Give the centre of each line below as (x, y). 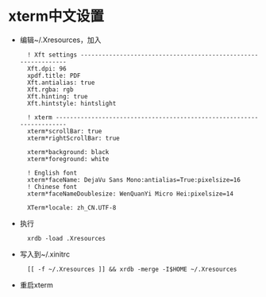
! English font (52, 173)
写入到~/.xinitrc (44, 254)
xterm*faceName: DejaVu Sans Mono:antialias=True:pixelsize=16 (134, 179)
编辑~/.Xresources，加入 (60, 40)
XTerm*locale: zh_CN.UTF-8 (72, 207)
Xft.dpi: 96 (47, 68)
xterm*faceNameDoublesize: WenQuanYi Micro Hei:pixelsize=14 (131, 194)
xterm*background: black (68, 152)
